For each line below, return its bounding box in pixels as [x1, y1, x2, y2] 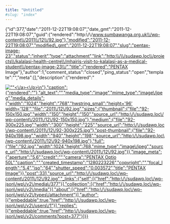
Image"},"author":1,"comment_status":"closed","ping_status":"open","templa [5, 69, 163, 75]
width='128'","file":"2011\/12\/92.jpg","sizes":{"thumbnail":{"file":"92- [5, 106, 149, 112]
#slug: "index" [5, 12, 37, 17]
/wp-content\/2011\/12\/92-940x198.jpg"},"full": [5, 138, 105, 144]
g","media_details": [5, 95, 45, 101]
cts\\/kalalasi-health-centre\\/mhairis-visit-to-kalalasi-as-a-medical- [5, 58, 148, 64]
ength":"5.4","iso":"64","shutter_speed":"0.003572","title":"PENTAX [5, 165, 146, 171]
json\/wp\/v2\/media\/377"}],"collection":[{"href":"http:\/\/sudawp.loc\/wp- [5, 181, 161, 187]
